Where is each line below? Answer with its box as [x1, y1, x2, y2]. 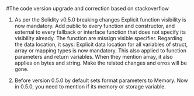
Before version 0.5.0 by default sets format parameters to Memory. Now [14, 77, 188, 84]
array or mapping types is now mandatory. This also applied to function [14, 47, 187, 54]
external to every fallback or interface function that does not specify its [14, 29, 186, 35]
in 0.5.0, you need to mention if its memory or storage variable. [14, 83, 167, 90]
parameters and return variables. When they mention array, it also [14, 54, 174, 60]
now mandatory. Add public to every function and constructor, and [14, 23, 175, 29]
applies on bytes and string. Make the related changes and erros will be [14, 59, 187, 66]
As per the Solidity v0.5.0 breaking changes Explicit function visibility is [14, 16, 186, 23]
